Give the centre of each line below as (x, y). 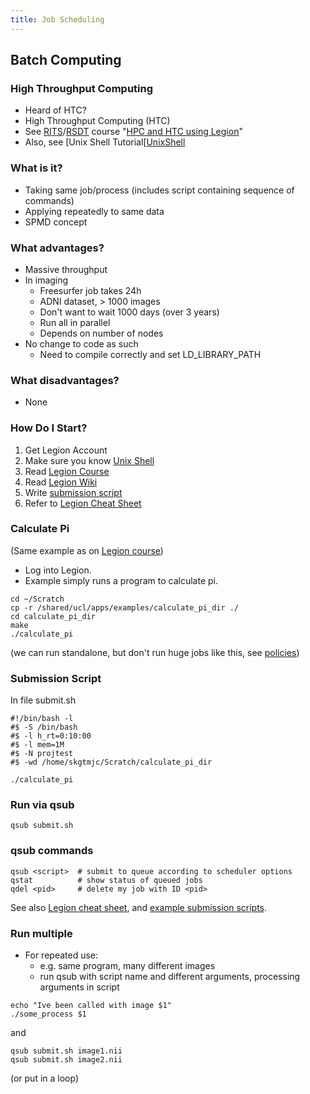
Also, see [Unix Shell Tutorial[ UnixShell (105, 142)
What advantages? (57, 248)
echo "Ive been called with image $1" (91, 1005)
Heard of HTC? (55, 110)
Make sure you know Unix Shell (89, 460)
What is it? (36, 168)
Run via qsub (42, 805)
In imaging (46, 280)
